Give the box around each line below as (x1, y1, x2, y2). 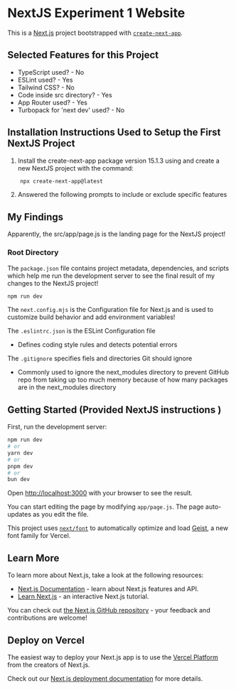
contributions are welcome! (7, 613, 87, 622)
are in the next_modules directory (17, 383, 117, 392)
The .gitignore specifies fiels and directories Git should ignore (7, 354, 193, 363)
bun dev (7, 476, 31, 483)
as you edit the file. (33, 510, 89, 519)
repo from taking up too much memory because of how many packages (17, 375, 229, 384)
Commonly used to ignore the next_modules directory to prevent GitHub (17, 368, 230, 377)
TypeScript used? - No (17, 68, 85, 76)
